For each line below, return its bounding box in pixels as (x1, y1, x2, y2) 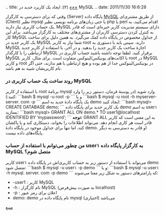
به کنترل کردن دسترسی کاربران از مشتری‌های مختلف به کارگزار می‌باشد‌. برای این (5, 29, 154, 35)
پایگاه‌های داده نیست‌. (5, 130, 43, 136)
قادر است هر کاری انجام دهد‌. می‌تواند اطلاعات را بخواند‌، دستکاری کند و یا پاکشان (5, 119, 152, 126)
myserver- (136, 94, 157, 99)
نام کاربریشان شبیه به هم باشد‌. (5, 65, 62, 71)
